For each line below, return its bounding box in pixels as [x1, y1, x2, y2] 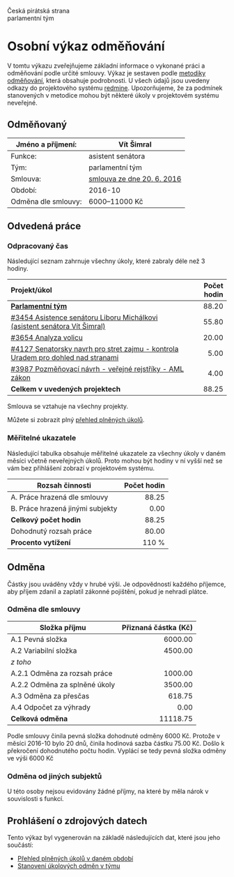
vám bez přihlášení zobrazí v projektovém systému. [7, 464, 155, 472]
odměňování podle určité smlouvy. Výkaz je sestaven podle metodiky [7, 68, 206, 77]
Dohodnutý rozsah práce [10, 526, 93, 536]
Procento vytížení [10, 537, 71, 547]
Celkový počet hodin [10, 515, 81, 525]
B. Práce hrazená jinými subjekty [10, 503, 118, 513]
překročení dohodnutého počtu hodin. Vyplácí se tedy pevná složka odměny [7, 747, 226, 755]
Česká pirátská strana [7, 7, 70, 15]
